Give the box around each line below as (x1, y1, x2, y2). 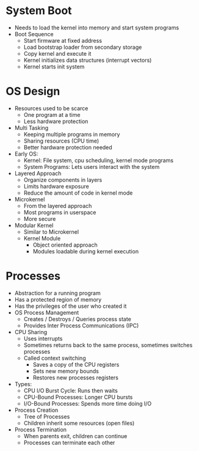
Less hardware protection (23, 117, 89, 125)
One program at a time (23, 111, 81, 118)
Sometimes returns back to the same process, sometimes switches (23, 341, 193, 349)
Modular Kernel (14, 222, 54, 229)
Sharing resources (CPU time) (23, 137, 99, 144)
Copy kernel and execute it (23, 50, 92, 57)
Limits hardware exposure (23, 182, 89, 190)
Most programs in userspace (23, 209, 96, 216)
